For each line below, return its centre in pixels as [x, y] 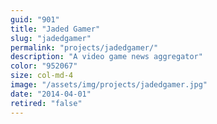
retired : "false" [46, 103]
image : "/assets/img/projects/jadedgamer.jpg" [109, 85]
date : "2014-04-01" [51, 94]
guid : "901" [35, 19]
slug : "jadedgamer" [51, 38]
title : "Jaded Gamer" [55, 29]
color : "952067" [44, 66]
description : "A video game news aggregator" [106, 57]
